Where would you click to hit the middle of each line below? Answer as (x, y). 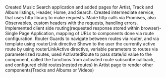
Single (12, 33)
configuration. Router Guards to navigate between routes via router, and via (82, 39)
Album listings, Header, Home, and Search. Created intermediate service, (80, 12)
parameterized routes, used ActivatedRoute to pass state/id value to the (79, 54)
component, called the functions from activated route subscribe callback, (80, 59)
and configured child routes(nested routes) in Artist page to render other (79, 65)
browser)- (151, 28)
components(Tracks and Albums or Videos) (50, 70)
